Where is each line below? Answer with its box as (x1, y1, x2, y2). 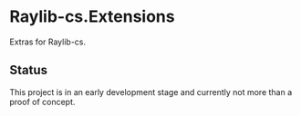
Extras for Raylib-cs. (9, 36, 87, 47)
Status (9, 63, 48, 78)
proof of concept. (9, 96, 76, 107)
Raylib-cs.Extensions (9, 6, 175, 27)
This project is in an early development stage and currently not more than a (9, 86, 293, 97)
